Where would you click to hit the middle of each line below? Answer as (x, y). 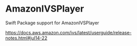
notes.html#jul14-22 (26, 38)
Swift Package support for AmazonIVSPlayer (52, 23)
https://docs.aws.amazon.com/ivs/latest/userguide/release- (68, 32)
